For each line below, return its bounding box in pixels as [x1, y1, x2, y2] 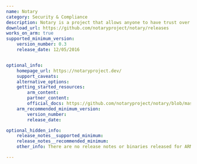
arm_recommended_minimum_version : [16, 106, 101, 112]
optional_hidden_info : [6, 127, 62, 134]
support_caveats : [16, 73, 59, 79]
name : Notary [6, 8, 38, 15]
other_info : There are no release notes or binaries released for [16, 144, 182, 150]
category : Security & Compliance [6, 14, 88, 20]
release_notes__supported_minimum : [16, 133, 104, 139]
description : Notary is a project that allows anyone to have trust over [6, 19, 191, 25]
